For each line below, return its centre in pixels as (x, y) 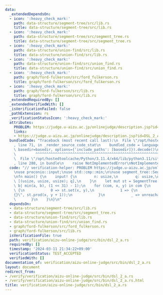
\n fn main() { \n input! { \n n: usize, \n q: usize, (84, 177)
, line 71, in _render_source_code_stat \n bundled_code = (77, 145)
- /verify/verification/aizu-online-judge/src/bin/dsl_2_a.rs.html (75, 281)
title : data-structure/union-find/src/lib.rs (61, 55)
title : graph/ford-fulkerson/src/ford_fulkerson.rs (67, 82)
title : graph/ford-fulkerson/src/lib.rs (55, 95)
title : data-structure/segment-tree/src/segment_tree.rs (73, 41)
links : (20, 132)
